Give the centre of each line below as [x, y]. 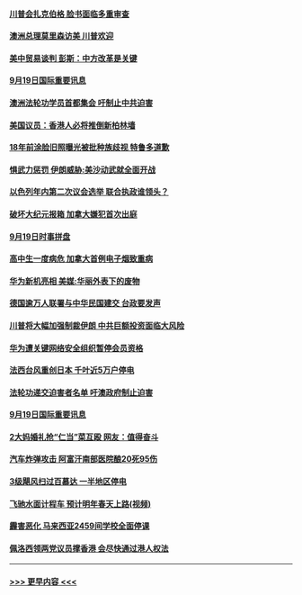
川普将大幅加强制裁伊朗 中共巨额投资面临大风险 [97, 325]
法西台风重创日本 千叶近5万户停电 [72, 370]
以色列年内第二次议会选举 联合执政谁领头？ [89, 192]
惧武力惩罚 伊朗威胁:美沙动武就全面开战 [82, 169]
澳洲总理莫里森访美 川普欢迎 [62, 36]
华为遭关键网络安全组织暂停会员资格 [76, 347]
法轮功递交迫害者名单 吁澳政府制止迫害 [81, 392]
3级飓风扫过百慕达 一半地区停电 [68, 482]
